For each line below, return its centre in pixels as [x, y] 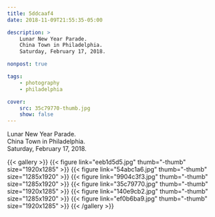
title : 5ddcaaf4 [30, 13]
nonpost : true [27, 64]
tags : [15, 76]
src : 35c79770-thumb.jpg [55, 108]
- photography [39, 83]
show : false [36, 114]
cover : [16, 102]
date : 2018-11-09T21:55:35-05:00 [55, 20]
